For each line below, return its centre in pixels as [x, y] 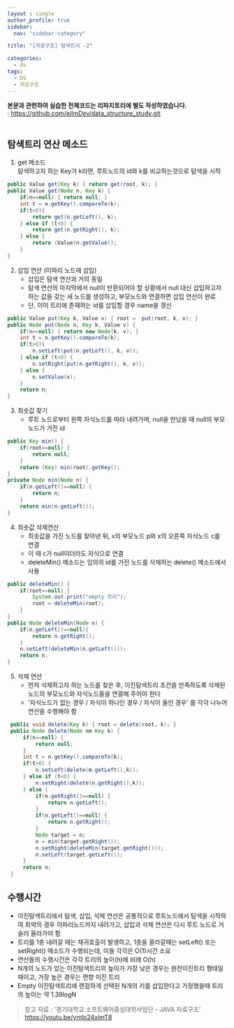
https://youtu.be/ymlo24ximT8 [68, 1017]
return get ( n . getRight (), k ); [76, 230]
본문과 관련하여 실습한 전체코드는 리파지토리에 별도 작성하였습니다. [97, 105]
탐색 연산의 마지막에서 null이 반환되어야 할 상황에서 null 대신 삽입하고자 [125, 287]
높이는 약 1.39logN [51, 994]
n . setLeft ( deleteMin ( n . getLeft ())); [73, 649]
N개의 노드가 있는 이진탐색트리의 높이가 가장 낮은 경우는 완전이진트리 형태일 [120, 968]
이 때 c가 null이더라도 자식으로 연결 [76, 553]
